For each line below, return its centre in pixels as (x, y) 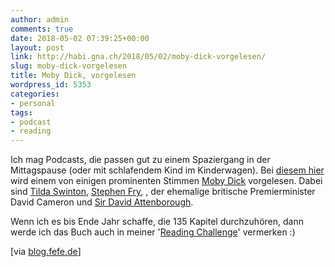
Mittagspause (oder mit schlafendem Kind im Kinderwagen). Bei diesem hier (167, 170)
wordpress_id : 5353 (51, 85)
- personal (33, 103)
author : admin (40, 19)
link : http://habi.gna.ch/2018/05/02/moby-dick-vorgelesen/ (138, 57)
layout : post (37, 47)
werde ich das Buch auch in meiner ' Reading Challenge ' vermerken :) (153, 232)
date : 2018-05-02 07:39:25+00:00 (80, 38)
